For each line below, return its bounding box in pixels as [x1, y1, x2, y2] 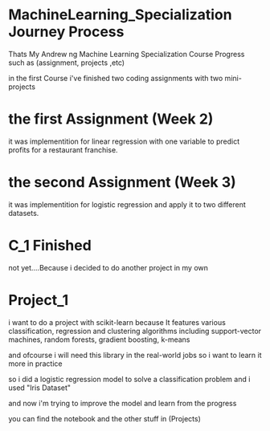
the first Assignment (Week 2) [8, 110, 214, 128]
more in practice [8, 359, 63, 368]
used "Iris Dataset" [8, 383, 71, 392]
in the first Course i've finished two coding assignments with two [8, 73, 223, 83]
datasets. [8, 208, 39, 218]
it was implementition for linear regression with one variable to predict [8, 136, 240, 146]
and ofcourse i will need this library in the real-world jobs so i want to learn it [8, 350, 263, 360]
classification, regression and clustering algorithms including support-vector [8, 326, 262, 335]
